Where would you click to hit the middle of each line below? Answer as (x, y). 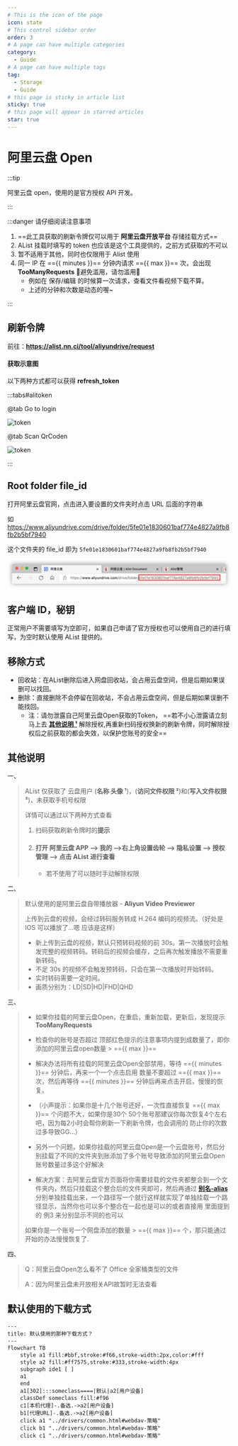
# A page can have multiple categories (66, 45)
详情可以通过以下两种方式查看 (68, 815)
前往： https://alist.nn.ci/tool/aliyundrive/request (81, 346)
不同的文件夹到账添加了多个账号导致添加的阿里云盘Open (142, 1156)
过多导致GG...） (58, 1132)
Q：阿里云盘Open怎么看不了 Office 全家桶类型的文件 (102, 1270)
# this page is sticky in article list (66, 97)
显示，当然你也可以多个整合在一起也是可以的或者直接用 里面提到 (136, 1206)
